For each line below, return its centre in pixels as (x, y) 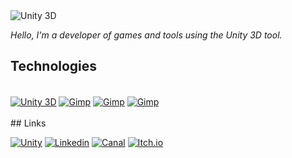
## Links (28, 123)
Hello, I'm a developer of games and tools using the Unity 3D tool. (146, 35)
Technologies (54, 66)
